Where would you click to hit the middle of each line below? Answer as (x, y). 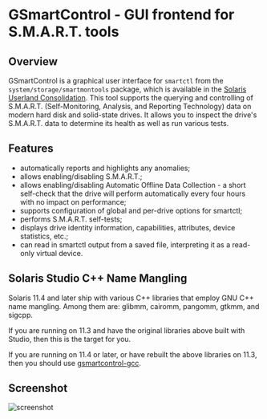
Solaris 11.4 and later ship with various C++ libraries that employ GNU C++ (131, 298)
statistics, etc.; (44, 236)
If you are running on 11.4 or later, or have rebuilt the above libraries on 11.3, (133, 354)
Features (31, 149)
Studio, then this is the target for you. (70, 339)
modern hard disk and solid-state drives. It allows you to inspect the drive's (133, 115)
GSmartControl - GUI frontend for (121, 15)
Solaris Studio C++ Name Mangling (98, 279)
